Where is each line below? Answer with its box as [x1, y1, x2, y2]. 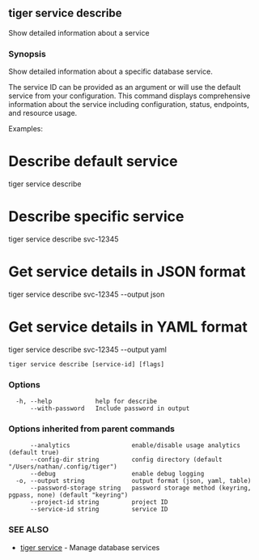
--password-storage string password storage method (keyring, [29, 484, 252, 493]
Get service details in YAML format [8, 318, 248, 336]
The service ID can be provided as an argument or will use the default [8, 83, 241, 92]
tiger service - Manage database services [19, 542, 160, 552]
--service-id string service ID [29, 506, 168, 514]
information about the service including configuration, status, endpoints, [8, 100, 249, 109]
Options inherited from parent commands [8, 423, 176, 434]
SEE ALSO [8, 524, 49, 536]
